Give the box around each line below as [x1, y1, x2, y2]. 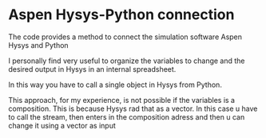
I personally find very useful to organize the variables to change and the [8, 56, 245, 65]
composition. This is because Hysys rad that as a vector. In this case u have [8, 104, 258, 113]
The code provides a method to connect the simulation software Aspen [8, 32, 242, 41]
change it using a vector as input [8, 120, 116, 130]
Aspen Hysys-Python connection [8, 6, 235, 24]
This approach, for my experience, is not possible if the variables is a [8, 95, 236, 104]
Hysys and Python [8, 40, 69, 49]
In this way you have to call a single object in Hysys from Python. [8, 80, 222, 89]
